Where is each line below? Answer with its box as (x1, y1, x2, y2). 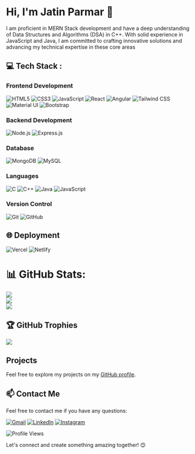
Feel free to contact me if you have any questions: (6, 408, 127, 414)
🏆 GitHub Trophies (6, 320, 78, 330)
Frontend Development (6, 82, 73, 90)
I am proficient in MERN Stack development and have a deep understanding (6, 25, 190, 32)
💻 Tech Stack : (6, 61, 63, 71)
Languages (6, 172, 39, 180)
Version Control (6, 200, 52, 208)
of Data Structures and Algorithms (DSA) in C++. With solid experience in (6, 31, 183, 38)
